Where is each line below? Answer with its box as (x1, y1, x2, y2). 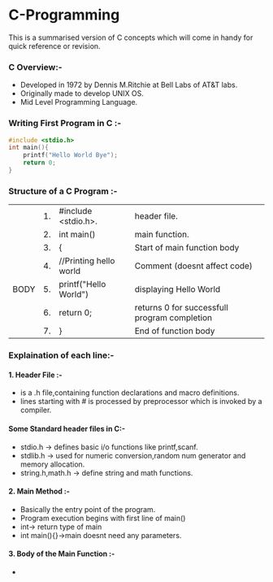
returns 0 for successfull (134, 302, 229, 314)
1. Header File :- (8, 370, 63, 380)
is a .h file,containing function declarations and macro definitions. (19, 388, 240, 397)
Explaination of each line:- (8, 350, 115, 361)
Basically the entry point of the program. (19, 504, 156, 514)
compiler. (19, 405, 52, 415)
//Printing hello (58, 255, 115, 267)
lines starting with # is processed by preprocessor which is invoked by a (19, 397, 262, 406)
